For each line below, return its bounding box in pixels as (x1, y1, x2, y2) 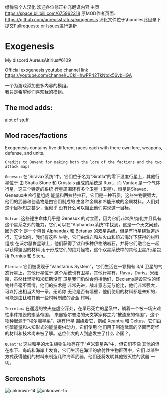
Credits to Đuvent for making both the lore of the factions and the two (5, 159, 162, 165)
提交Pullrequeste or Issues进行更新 (5, 23, 77, 29)
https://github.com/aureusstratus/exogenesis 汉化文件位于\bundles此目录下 (5, 17, 161, 22)
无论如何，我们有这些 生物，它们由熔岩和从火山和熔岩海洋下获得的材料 (13, 234, 160, 240)
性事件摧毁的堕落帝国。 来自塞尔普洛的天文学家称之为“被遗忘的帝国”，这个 (5, 311, 159, 317)
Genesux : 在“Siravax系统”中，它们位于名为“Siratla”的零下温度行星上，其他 (5, 173, 156, 179)
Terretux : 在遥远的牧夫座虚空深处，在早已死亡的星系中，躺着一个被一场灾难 (5, 305, 161, 311)
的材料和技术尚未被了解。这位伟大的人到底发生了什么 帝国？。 (5, 330, 133, 336)
